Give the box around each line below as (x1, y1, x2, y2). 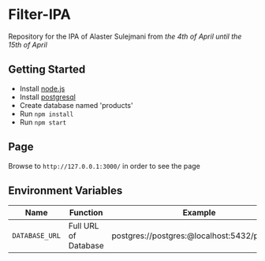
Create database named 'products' (19, 100, 133, 110)
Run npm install (19, 109, 74, 118)
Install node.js (19, 84, 65, 93)
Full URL (68, 221, 99, 232)
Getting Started (8, 63, 86, 76)
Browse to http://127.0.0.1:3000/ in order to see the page (8, 161, 201, 170)
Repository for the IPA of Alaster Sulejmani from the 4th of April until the (8, 32, 242, 41)
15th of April (8, 39, 47, 49)
